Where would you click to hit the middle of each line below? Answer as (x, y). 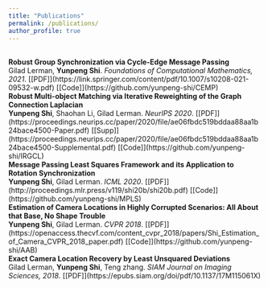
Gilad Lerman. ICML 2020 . (99, 182)
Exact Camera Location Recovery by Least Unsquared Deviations (120, 259)
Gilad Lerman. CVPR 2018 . (99, 224)
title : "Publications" (46, 16)
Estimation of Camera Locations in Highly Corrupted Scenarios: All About (134, 208)
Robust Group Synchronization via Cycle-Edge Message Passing (119, 62)
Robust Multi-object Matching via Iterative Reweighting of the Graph (125, 97)
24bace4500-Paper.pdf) (49, 130)
